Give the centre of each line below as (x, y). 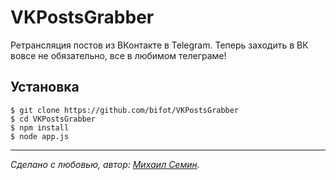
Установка (45, 87)
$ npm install (40, 127)
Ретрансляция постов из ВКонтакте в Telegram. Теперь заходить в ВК (159, 45)
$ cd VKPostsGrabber (53, 119)
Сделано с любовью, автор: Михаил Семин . (105, 164)
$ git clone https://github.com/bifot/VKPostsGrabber (125, 110)
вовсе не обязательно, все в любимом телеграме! (118, 55)
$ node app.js (40, 136)
